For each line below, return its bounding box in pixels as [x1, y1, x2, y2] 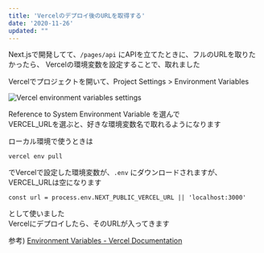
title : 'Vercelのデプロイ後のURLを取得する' [8, 11, 146, 20]
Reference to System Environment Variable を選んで [8, 109, 180, 119]
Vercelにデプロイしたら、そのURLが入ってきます [8, 218, 170, 229]
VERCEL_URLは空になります [8, 178, 102, 187]
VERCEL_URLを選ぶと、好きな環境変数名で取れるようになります [8, 120, 221, 129]
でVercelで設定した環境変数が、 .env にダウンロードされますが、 [8, 168, 222, 178]
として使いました [8, 209, 65, 218]
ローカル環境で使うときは [8, 137, 93, 146]
